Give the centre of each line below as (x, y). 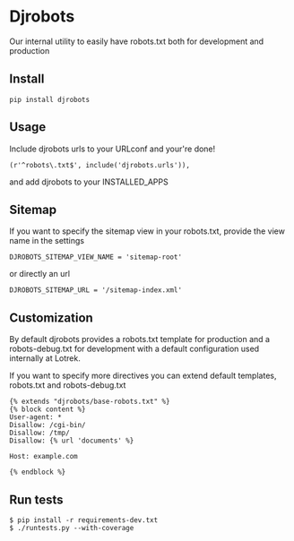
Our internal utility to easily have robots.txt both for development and (137, 41)
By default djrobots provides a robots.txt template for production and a (140, 339)
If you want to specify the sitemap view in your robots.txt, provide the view (147, 231)
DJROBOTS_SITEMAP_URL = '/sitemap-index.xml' (95, 290)
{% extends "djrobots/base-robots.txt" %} (90, 402)
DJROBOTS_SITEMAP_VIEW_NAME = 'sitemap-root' (95, 257)
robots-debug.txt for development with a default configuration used (134, 349)
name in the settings (47, 241)
